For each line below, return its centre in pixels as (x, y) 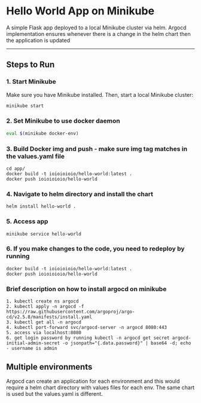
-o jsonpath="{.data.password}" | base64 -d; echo (127, 343)
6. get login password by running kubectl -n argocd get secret (88, 338)
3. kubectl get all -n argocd (44, 322)
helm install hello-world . (41, 207)
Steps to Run (31, 65)
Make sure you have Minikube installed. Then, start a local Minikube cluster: (100, 94)
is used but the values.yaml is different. (54, 393)
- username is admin (32, 349)
